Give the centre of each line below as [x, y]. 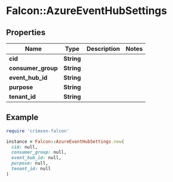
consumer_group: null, [39, 152]
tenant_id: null [31, 169]
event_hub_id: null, [36, 158]
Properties [26, 32]
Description [103, 49]
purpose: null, [30, 163]
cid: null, [25, 147]
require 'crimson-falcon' [38, 131]
